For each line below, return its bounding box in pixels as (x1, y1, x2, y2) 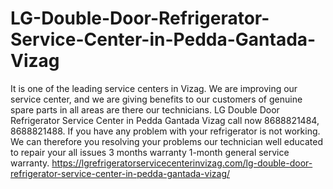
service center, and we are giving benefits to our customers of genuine (10, 93, 303, 105)
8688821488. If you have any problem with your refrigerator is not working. (10, 125, 321, 137)
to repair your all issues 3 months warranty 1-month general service (10, 146, 290, 158)
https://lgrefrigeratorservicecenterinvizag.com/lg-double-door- (51, 157, 313, 169)
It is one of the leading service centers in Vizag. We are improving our (10, 82, 298, 94)
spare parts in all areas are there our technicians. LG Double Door (10, 103, 280, 116)
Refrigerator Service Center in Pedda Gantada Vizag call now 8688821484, (10, 114, 320, 126)
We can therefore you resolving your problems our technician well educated (10, 135, 323, 147)
